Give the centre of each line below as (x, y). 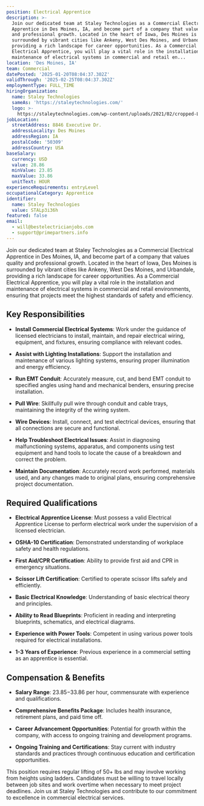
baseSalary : (21, 153)
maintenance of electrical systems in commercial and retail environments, (98, 289)
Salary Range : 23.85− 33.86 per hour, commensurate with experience (102, 692)
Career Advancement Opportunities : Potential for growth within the (100, 729)
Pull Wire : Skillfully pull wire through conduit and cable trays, (91, 403)
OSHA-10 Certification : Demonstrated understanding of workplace (99, 542)
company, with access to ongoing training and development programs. (104, 735)
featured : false (27, 216)
